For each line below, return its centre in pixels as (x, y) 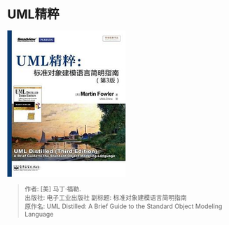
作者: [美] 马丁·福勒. (53, 189)
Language (39, 214)
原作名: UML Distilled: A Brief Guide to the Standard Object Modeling (123, 206)
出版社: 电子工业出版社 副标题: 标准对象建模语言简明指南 (105, 197)
